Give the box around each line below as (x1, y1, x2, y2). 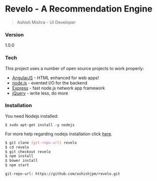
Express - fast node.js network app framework (12, 85, 105, 91)
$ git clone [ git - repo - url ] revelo (5, 140, 77, 145)
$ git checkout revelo (5, 149, 51, 154)
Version (5, 31, 24, 38)
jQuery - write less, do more (12, 90, 68, 96)
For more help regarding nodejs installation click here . (5, 131, 112, 137)
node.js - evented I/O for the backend (12, 80, 88, 85)
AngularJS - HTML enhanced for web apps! (12, 75, 99, 81)
